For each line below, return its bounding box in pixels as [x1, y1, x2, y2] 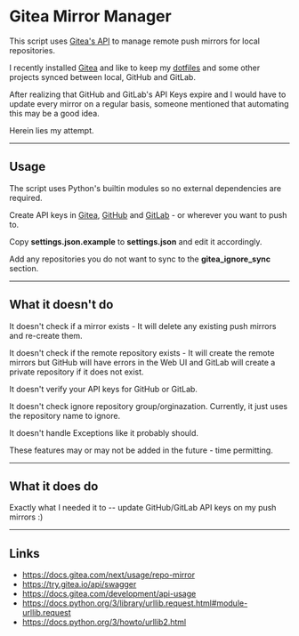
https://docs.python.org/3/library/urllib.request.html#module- [21, 598, 248, 608]
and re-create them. [9, 330, 83, 341]
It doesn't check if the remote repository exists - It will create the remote [9, 347, 275, 358]
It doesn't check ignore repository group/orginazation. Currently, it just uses [9, 400, 287, 411]
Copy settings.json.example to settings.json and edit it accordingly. [9, 236, 263, 246]
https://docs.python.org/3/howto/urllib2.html [21, 616, 187, 628]
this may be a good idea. [9, 108, 100, 118]
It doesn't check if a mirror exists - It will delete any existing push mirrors [9, 320, 277, 331]
